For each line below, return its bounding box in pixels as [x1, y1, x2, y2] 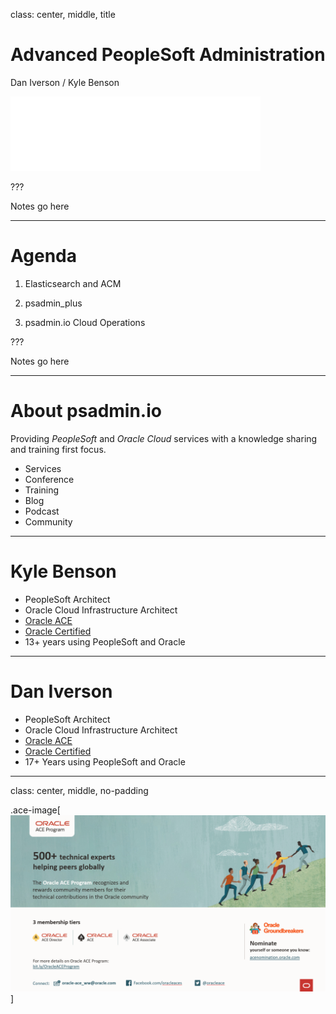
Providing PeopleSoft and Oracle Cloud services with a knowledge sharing [10, 432, 318, 444]
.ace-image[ [10, 804, 61, 816]
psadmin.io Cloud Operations [24, 316, 146, 328]
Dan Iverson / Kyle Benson [10, 76, 120, 88]
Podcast [24, 505, 60, 517]
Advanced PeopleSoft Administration [10, 44, 326, 66]
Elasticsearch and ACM [24, 277, 122, 289]
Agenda [10, 245, 77, 268]
